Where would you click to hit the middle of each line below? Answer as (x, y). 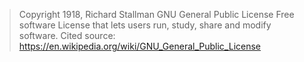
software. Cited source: (67, 35)
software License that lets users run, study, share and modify (145, 25)
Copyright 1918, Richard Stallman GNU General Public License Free (156, 14)
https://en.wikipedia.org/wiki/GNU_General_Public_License (139, 46)
